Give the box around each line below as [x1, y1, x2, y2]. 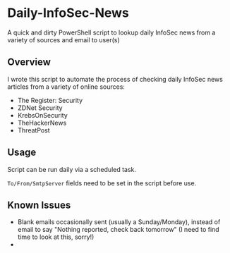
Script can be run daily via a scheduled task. [7, 165, 136, 173]
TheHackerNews [17, 118, 67, 127]
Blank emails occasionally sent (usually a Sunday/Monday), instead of [17, 218, 221, 226]
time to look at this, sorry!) [17, 233, 95, 241]
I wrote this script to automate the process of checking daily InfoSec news [7, 75, 224, 83]
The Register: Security [17, 96, 83, 104]
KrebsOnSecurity [17, 111, 68, 119]
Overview [7, 56, 52, 68]
